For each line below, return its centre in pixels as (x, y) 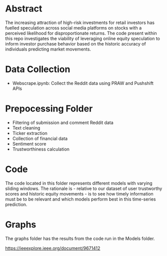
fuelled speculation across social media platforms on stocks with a (74, 27)
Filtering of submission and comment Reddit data (63, 122)
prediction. (16, 204)
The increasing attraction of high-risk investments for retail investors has (80, 22)
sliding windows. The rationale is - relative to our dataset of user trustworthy (84, 188)
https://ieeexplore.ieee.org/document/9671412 (53, 248)
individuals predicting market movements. (48, 49)
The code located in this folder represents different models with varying (79, 183)
